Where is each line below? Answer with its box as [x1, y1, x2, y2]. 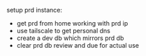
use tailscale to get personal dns [16, 27, 111, 35]
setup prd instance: [6, 6, 63, 14]
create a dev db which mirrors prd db [16, 34, 124, 42]
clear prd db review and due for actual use [16, 41, 139, 49]
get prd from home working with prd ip [16, 19, 129, 27]
